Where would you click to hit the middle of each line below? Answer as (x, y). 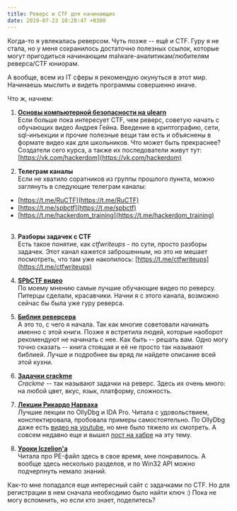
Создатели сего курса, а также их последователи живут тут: (110, 150)
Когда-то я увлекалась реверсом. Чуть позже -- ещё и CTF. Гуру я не (113, 40)
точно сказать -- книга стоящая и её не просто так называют (110, 347)
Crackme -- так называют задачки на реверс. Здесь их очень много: (122, 383)
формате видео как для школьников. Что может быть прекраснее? (119, 142)
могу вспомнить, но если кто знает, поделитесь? (81, 500)
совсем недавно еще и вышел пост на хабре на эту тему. (105, 434)
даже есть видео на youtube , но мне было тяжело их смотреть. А (117, 427)
